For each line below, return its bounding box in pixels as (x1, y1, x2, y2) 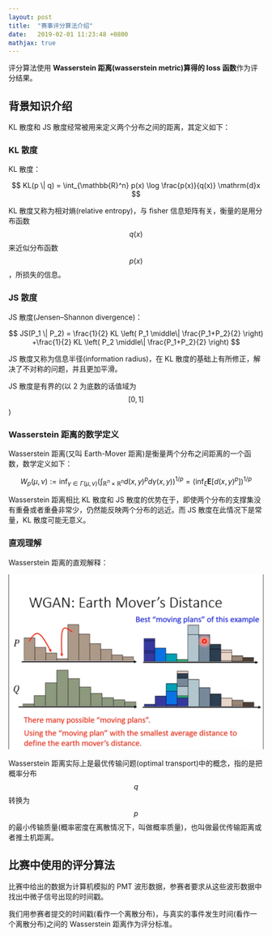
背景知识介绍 (8, 99, 73, 113)
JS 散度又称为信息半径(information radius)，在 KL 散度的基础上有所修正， (8, 354, 254, 363)
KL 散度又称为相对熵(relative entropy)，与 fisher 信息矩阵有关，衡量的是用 (8, 206, 256, 216)
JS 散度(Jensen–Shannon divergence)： (8, 312, 143, 322)
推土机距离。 (15, 832, 58, 842)
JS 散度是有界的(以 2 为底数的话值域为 (8, 381, 137, 391)
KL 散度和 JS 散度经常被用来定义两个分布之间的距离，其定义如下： (8, 122, 231, 132)
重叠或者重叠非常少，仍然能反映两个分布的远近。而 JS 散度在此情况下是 (15, 505, 255, 515)
